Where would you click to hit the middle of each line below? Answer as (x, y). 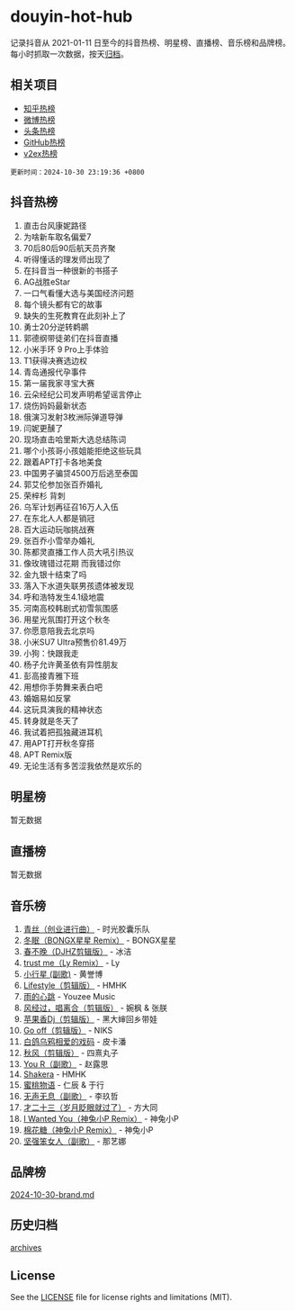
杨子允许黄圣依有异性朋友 (71, 665)
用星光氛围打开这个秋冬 (67, 619)
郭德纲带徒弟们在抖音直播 (71, 338)
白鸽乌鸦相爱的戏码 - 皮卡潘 (75, 1041)
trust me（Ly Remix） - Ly (72, 963)
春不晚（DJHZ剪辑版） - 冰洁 (77, 951)
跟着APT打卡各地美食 (63, 462)
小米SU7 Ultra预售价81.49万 (75, 642)
